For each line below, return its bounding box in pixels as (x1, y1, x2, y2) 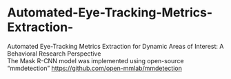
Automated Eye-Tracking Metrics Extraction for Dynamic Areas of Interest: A (7, 42, 224, 50)
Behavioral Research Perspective (7, 49, 101, 58)
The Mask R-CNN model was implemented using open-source (7, 56, 184, 65)
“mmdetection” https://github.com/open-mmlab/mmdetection (7, 64, 183, 72)
